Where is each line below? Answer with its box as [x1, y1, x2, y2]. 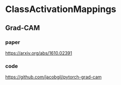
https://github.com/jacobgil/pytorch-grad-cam [5, 74, 102, 80]
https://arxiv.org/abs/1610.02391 [5, 50, 72, 56]
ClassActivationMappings [5, 4, 116, 15]
